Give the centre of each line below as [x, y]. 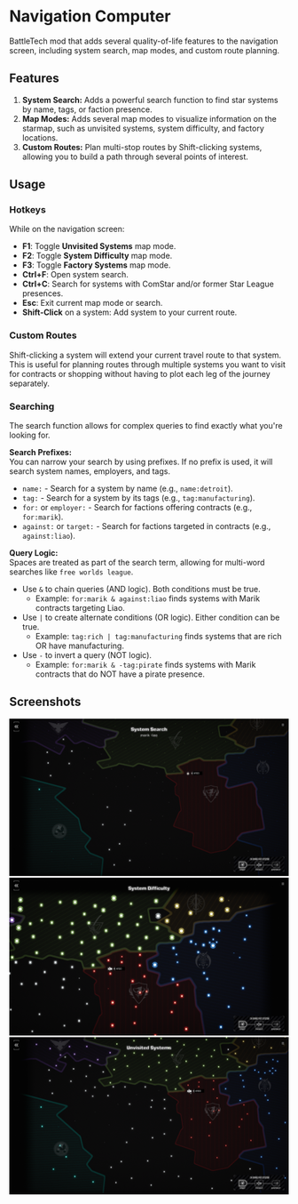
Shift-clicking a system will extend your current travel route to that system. [145, 355]
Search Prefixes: [41, 453]
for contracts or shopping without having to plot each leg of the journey [140, 373]
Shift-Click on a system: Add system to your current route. [129, 312]
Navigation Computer [90, 16]
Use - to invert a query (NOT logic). [87, 655]
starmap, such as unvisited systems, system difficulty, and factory [143, 128]
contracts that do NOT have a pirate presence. [120, 674]
